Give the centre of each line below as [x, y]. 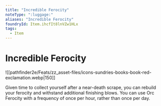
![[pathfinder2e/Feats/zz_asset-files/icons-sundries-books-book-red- [78, 72]
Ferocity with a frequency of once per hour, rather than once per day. [78, 98]
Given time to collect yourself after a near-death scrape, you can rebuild [81, 87]
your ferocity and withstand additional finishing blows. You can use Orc [80, 93]
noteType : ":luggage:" [29, 15]
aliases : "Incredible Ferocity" [39, 19]
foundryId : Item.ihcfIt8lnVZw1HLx [42, 24]
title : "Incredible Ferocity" [37, 10]
